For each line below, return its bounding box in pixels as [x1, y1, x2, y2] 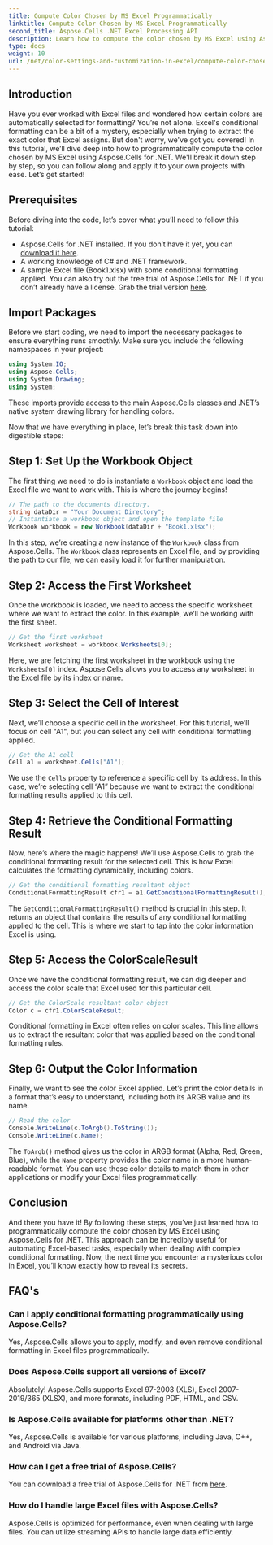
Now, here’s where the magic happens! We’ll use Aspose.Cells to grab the [8, 848, 254, 858]
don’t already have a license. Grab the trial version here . [19, 282, 208, 292]
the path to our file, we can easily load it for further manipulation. [8, 555, 226, 565]
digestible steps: [8, 430, 64, 440]
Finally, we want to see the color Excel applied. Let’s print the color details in [8, 1083, 264, 1094]
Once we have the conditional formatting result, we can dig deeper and [8, 974, 247, 984]
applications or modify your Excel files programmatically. [8, 1172, 199, 1182]
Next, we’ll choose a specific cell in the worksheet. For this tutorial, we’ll [8, 717, 249, 728]
